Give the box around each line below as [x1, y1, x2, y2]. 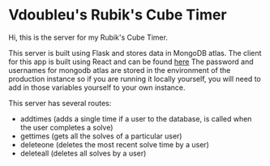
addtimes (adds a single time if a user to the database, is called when [19, 113, 252, 123]
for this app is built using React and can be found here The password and [8, 57, 254, 66]
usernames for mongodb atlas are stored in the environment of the [8, 65, 231, 74]
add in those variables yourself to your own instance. [8, 83, 186, 92]
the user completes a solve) [19, 122, 114, 132]
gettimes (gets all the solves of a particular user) [19, 131, 182, 141]
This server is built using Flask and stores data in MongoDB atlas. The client [8, 48, 262, 57]
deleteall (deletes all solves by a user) [19, 148, 147, 158]
